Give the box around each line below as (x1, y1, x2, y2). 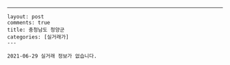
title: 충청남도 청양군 (7, 26, 65, 33)
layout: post (7, 14, 44, 20)
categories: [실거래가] (7, 34, 69, 41)
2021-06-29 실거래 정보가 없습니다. (7, 53, 97, 60)
